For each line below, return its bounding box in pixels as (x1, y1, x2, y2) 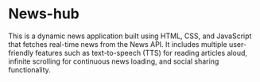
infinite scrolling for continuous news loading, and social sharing (8, 57, 219, 66)
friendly (8, 48, 34, 57)
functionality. (8, 64, 52, 74)
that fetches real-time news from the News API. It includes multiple (8, 39, 228, 49)
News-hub (8, 5, 80, 23)
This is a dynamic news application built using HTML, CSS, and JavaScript (8, 31, 252, 41)
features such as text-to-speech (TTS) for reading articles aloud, (35, 48, 248, 57)
